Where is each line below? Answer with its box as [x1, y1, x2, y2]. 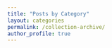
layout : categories [7, 17, 65, 24]
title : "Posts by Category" [7, 10, 90, 18]
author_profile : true [7, 30, 71, 37]
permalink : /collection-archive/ [7, 23, 106, 30]
